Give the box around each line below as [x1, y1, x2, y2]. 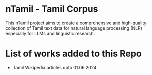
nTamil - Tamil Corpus [5, 3, 98, 15]
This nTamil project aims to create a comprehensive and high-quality [5, 20, 147, 26]
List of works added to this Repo [5, 48, 142, 59]
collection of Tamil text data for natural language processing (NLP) [5, 25, 143, 31]
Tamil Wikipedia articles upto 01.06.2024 [12, 64, 97, 70]
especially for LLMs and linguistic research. [5, 30, 95, 36]
